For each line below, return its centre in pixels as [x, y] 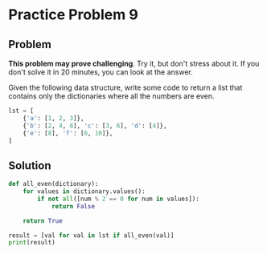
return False [73, 206]
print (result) [32, 243]
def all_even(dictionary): [53, 184]
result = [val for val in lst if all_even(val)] [91, 235]
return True [43, 221]
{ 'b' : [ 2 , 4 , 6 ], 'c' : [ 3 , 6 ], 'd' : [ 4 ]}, [95, 126]
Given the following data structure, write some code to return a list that [125, 87]
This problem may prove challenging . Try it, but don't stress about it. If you [134, 63]
